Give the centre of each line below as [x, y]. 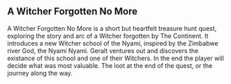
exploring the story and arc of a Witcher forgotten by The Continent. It [108, 36]
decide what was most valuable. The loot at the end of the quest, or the [110, 65]
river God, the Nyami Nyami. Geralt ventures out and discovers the [103, 50]
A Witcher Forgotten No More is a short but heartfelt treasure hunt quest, [112, 28]
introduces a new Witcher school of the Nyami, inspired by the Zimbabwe [113, 43]
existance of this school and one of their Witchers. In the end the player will [116, 58]
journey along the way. [40, 73]
